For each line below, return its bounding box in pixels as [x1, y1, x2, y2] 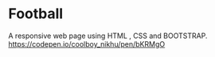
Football [8, 5, 64, 23]
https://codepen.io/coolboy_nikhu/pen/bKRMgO [8, 39, 166, 48]
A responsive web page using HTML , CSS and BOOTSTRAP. [8, 31, 208, 40]
